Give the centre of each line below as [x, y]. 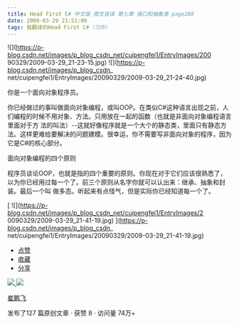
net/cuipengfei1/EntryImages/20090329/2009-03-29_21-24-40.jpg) [107, 78]
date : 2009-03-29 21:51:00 [47, 21]
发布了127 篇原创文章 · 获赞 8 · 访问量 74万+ [71, 313]
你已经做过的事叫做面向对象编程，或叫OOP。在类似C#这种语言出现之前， [115, 108]
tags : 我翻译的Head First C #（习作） [59, 27]
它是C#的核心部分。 [37, 143]
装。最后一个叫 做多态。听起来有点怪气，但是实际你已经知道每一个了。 [111, 191]
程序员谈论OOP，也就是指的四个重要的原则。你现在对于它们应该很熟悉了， [117, 173]
